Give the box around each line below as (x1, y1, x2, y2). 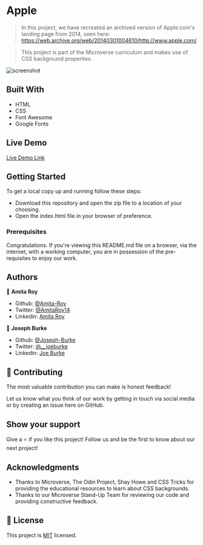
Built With (6, 85, 44, 95)
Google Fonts (15, 120, 49, 127)
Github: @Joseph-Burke (15, 336, 76, 344)
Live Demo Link (6, 153, 45, 161)
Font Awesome (15, 113, 53, 121)
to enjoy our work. (32, 254, 78, 262)
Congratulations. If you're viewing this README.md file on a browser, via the (6, 241, 197, 248)
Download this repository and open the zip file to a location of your (15, 199, 182, 207)
